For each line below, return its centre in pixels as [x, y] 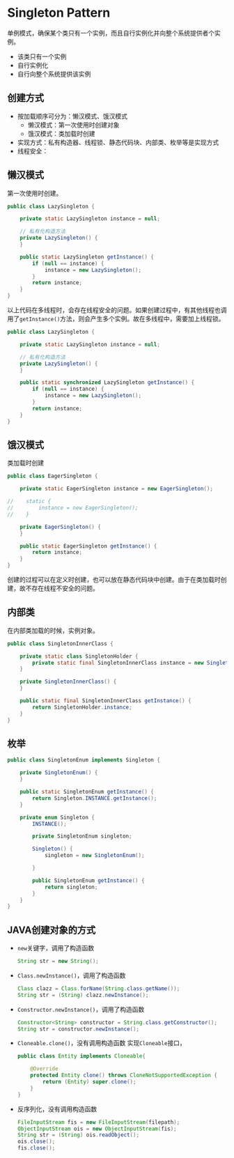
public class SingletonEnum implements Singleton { [84, 760]
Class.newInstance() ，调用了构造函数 [71, 975]
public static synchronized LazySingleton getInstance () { [107, 383]
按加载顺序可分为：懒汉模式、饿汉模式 [72, 116]
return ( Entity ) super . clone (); [89, 1082]
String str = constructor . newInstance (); [78, 1029]
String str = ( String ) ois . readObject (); [78, 1135]
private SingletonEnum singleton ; [82, 836]
